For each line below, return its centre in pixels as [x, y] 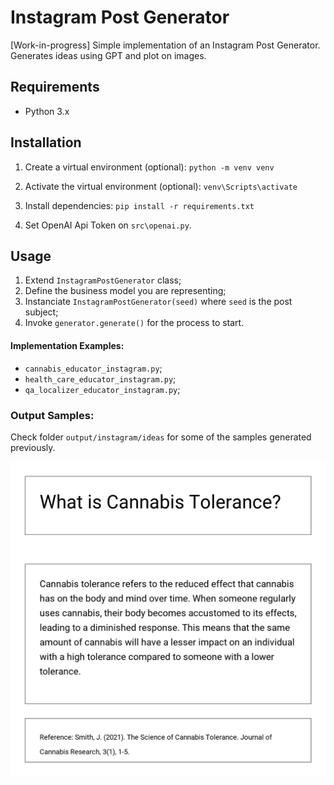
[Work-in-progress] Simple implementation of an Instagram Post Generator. [165, 45]
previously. [33, 447]
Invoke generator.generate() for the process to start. [134, 323]
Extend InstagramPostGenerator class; [103, 280]
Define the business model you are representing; [125, 291]
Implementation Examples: [67, 345]
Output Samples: [52, 415]
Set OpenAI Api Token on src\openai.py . [108, 225]
